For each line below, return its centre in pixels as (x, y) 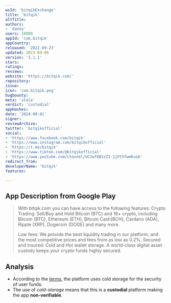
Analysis (20, 267)
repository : (18, 81)
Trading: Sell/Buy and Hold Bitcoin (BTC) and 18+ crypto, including (88, 214)
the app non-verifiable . (38, 295)
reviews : (15, 72)
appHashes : (17, 109)
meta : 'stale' (20, 100)
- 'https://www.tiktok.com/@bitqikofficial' (53, 152)
